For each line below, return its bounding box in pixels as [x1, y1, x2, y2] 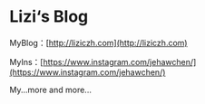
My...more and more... [9, 84, 93, 95]
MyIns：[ [9, 56, 44, 67]
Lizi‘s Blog [9, 6, 89, 27]
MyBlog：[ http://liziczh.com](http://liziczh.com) [9, 37, 188, 48]
